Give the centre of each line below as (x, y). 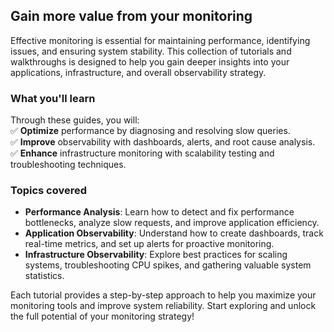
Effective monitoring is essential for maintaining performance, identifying (160, 40)
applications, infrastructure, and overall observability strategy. (138, 72)
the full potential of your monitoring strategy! (102, 316)
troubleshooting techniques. (68, 165)
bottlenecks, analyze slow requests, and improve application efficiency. (172, 223)
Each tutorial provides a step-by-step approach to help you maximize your (163, 295)
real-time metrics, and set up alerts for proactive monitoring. (149, 244)
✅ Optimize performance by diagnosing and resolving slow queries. (150, 131)
